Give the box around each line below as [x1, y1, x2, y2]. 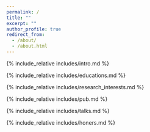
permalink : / [6, 9, 40, 15]
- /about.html [12, 43, 48, 50]
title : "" [6, 15, 32, 21]
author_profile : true [6, 26, 62, 32]
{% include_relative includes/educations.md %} [6, 71, 126, 79]
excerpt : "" [6, 20, 37, 26]
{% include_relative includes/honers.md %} [6, 119, 116, 126]
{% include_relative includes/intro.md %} [6, 59, 110, 67]
